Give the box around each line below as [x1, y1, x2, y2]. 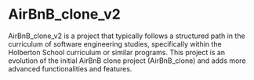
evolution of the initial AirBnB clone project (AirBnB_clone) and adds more [8, 56, 246, 65]
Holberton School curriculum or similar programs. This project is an [8, 47, 226, 57]
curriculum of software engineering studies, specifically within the [8, 39, 222, 48]
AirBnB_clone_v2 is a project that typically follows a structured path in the [8, 31, 245, 40]
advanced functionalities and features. [8, 64, 132, 73]
